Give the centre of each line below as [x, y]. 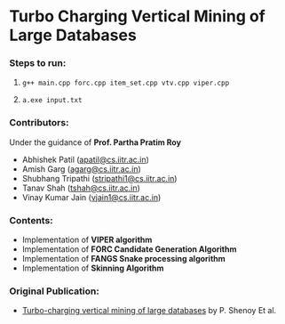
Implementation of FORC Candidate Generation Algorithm [129, 249]
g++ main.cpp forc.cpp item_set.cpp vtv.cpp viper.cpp [126, 83]
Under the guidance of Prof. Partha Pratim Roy [95, 142]
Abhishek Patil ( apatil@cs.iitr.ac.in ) [85, 159]
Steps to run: [38, 63]
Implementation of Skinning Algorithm [93, 268]
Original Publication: [54, 291]
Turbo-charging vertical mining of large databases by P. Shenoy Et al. [149, 311]
